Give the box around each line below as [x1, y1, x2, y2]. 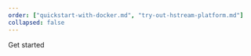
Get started [8, 40, 45, 49]
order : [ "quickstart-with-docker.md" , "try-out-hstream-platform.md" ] [8, 11, 244, 19]
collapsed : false [8, 19, 65, 26]
